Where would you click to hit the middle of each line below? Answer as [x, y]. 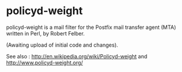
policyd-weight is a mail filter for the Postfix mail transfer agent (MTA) [91, 27]
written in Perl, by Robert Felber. [45, 33]
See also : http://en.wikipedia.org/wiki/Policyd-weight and [77, 56]
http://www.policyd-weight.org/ [44, 63]
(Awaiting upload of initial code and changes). [62, 45]
